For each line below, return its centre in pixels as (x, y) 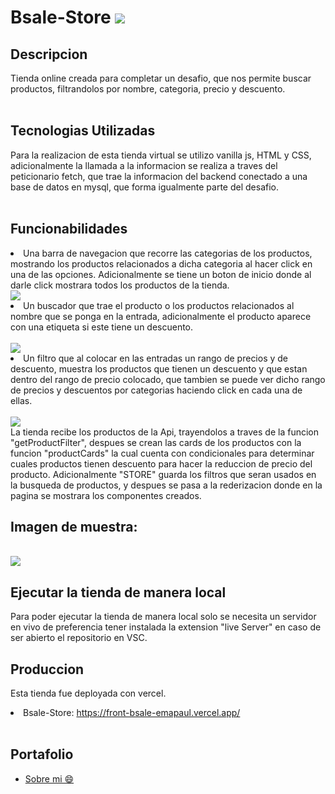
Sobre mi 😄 (49, 778)
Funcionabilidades (69, 229)
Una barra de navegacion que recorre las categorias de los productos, (168, 253)
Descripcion (49, 54)
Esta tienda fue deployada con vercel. (88, 693)
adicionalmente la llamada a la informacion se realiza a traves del (144, 165)
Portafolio (42, 754)
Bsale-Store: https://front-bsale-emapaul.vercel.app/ (132, 713)
